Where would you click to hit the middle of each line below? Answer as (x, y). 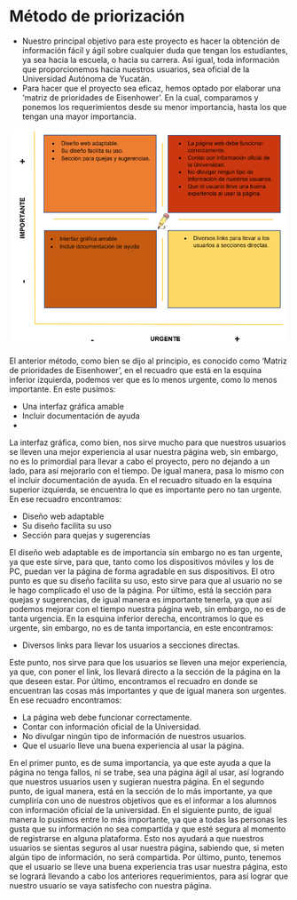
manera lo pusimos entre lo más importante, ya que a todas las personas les (148, 819)
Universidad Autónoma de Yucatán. (87, 78)
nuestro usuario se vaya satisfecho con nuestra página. (110, 885)
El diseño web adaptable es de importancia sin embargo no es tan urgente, (146, 552)
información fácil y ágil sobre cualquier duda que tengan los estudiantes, (155, 50)
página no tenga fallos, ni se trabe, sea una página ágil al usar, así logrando (147, 772)
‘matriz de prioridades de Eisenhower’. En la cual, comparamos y (140, 97)
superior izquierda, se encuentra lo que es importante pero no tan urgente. (145, 490)
